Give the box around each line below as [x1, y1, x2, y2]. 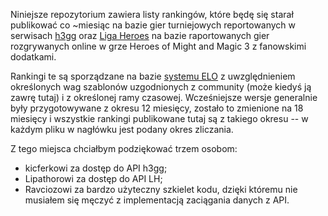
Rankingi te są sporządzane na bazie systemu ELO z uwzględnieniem [10, 70, 296, 82]
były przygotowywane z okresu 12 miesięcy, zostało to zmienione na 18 [10, 102, 304, 114]
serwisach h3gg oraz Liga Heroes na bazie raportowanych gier [10, 30, 270, 41]
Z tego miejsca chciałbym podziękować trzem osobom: [10, 143, 238, 154]
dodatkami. [10, 51, 57, 63]
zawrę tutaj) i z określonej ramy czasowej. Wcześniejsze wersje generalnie [10, 92, 318, 103]
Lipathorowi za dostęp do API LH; [24, 173, 163, 184]
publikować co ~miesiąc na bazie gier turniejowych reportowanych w [10, 19, 297, 31]
